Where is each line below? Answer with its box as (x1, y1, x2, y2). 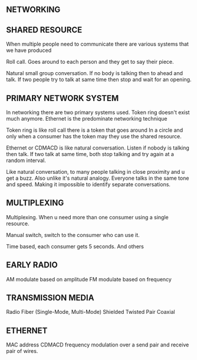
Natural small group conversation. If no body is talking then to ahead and (6, 70, 183, 77)
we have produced (6, 47, 52, 54)
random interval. (6, 157, 46, 164)
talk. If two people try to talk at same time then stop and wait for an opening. (6, 76, 192, 83)
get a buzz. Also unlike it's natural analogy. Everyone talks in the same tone (6, 174, 189, 182)
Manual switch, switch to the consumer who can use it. (6, 231, 140, 238)
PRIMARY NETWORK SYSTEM (6, 93, 119, 103)
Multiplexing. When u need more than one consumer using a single (6, 213, 169, 220)
